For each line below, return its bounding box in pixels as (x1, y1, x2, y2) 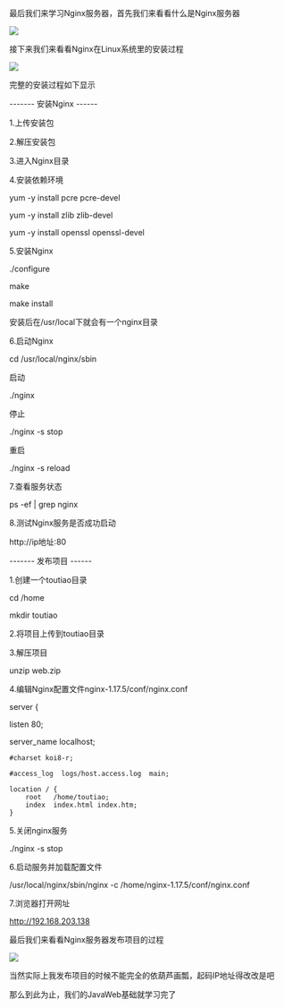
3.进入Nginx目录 (9, 156, 70, 166)
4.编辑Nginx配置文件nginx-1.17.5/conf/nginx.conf (9, 684, 188, 694)
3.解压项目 (9, 647, 48, 658)
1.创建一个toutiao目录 (9, 575, 88, 585)
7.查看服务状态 (9, 482, 63, 491)
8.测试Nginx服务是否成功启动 (9, 517, 116, 528)
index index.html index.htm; (25, 800, 138, 809)
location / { (9, 785, 58, 794)
